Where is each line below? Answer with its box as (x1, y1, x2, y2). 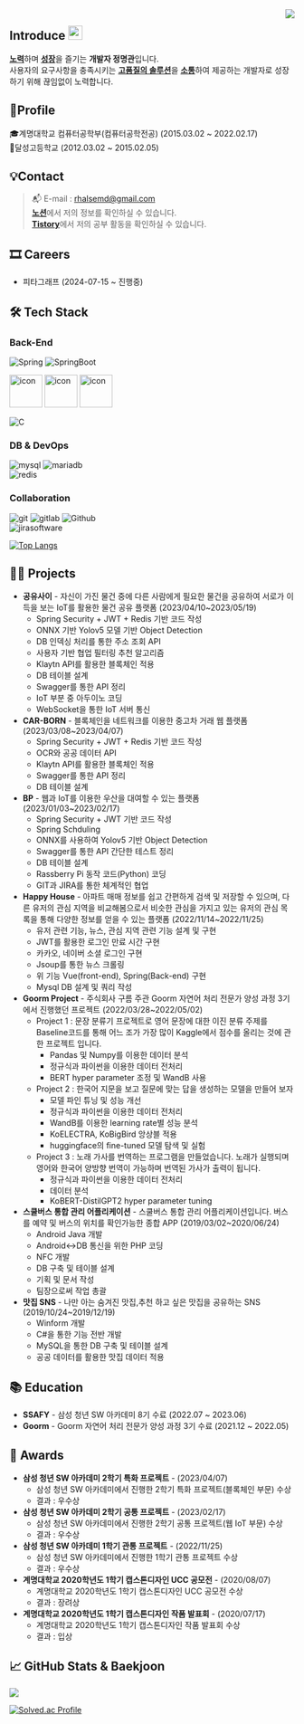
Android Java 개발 (35, 1229, 103, 1240)
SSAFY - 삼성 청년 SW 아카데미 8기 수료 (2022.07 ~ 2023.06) (22, 1409, 247, 1420)
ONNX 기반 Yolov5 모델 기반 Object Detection (35, 624, 204, 636)
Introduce (9, 28, 66, 43)
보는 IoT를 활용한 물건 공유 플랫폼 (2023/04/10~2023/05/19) (39, 602, 257, 614)
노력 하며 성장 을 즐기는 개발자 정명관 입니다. (9, 53, 159, 64)
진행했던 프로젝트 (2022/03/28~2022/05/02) (39, 1005, 204, 1015)
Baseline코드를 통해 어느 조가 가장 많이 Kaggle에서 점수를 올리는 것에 (35, 1027, 282, 1038)
